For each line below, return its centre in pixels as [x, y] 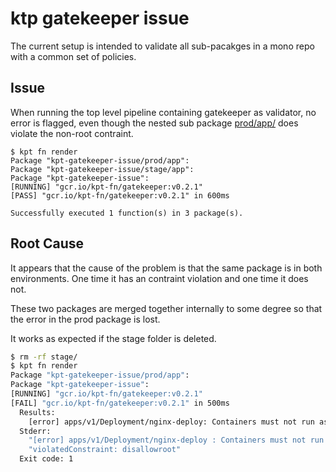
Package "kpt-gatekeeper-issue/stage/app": [102, 169]
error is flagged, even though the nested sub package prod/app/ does [154, 123]
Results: [37, 412]
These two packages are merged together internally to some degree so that [166, 308]
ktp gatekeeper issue [100, 18]
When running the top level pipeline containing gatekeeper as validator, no [163, 112]
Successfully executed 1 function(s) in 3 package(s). [127, 213]
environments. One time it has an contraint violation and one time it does [159, 278]
